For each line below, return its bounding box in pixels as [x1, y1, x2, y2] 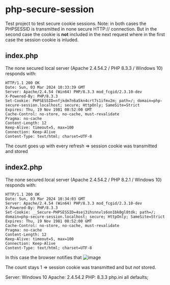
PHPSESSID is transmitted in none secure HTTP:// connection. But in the [5, 25, 157, 32]
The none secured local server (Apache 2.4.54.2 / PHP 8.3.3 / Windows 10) [5, 65, 163, 71]
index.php [5, 51, 38, 60]
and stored [5, 148, 28, 154]
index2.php [5, 163, 43, 172]
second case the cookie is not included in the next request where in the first [5, 31, 165, 37]
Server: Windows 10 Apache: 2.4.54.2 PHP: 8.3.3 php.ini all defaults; [5, 274, 149, 280]
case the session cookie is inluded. [5, 37, 79, 43]
